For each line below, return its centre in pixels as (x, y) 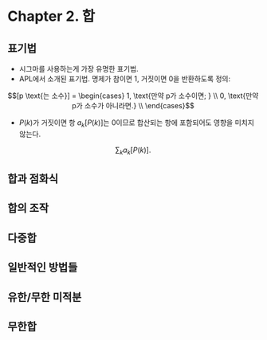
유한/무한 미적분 (45, 297)
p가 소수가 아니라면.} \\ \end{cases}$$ (133, 106)
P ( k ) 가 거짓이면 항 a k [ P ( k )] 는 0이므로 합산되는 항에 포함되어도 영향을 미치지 (136, 123)
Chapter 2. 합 (51, 16)
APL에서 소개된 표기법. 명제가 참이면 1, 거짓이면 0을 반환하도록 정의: (125, 79)
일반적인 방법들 (43, 268)
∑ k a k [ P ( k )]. (133, 150)
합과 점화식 (33, 179)
